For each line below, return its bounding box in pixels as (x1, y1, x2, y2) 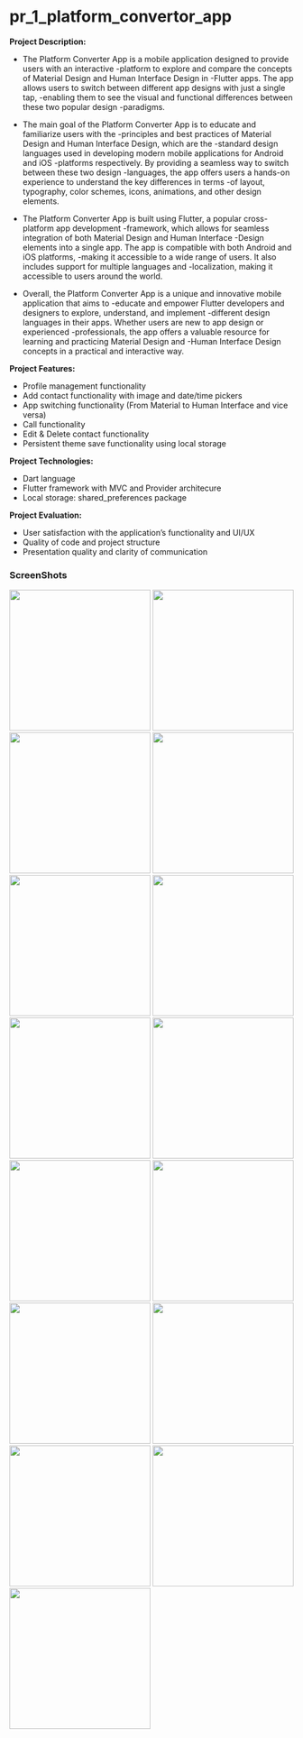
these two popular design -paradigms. (22, 101, 165, 112)
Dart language (22, 473, 76, 483)
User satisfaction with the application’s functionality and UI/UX (22, 527, 255, 538)
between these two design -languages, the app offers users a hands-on (22, 167, 290, 178)
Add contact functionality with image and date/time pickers (22, 390, 243, 400)
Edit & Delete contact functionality (22, 428, 150, 439)
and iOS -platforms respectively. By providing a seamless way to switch (22, 157, 289, 168)
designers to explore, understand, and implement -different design (22, 307, 271, 317)
